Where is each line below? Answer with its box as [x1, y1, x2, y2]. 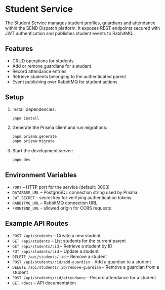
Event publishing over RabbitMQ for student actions [12, 79, 118, 84]
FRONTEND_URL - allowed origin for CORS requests [12, 205, 111, 211]
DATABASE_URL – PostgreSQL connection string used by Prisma [12, 189, 137, 195]
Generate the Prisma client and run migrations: [12, 124, 108, 130]
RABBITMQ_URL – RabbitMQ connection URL [12, 200, 98, 206]
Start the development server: [12, 148, 74, 154]
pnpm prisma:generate [12, 134, 57, 139]
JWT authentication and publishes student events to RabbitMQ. [5, 30, 134, 36]
